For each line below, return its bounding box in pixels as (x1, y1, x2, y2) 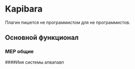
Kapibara (5, 3, 43, 15)
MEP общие (5, 48, 34, 55)
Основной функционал (5, 34, 79, 42)
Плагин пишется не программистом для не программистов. (5, 19, 131, 25)
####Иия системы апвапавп (5, 59, 64, 65)
